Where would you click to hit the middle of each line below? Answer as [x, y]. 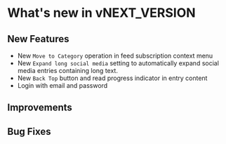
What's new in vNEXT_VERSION [101, 13]
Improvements [40, 108]
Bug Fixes [29, 131]
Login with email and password [62, 85]
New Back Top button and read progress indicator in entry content [112, 78]
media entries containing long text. [67, 71]
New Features [38, 39]
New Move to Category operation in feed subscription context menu [115, 55]
